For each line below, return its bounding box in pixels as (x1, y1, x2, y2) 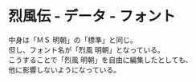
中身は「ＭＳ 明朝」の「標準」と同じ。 (8, 35, 137, 45)
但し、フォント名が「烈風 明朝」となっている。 (8, 45, 165, 54)
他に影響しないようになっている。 (8, 64, 121, 74)
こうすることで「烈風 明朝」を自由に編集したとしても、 (8, 55, 193, 64)
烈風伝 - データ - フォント (8, 7, 176, 25)
